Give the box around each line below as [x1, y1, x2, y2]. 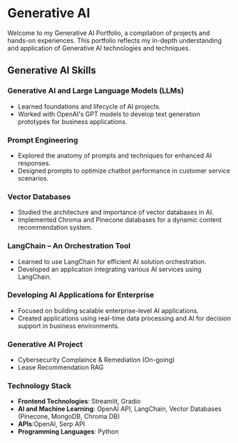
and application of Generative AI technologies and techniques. [7, 44, 191, 52]
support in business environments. [17, 321, 120, 330]
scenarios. [17, 173, 49, 183]
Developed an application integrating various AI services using [17, 265, 202, 273]
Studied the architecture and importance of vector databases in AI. [17, 208, 214, 217]
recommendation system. [17, 223, 93, 232]
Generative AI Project [7, 339, 83, 349]
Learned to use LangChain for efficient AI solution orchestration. [17, 257, 207, 265]
